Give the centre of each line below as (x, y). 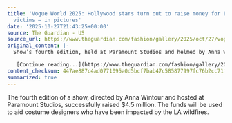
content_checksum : (33, 71)
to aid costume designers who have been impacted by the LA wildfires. (108, 112)
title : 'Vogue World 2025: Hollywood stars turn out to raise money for (114, 13)
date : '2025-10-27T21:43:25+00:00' (58, 26)
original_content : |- (38, 46)
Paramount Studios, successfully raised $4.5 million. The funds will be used (115, 104)
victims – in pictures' (47, 20)
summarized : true (32, 77)
